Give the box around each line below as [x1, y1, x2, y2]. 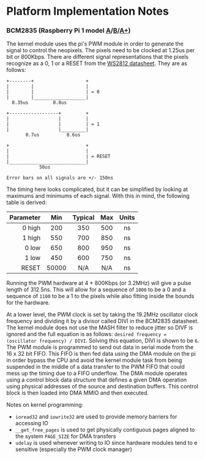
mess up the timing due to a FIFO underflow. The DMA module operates [6, 370, 188, 377]
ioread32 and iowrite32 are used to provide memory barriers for [15, 413, 177, 420]
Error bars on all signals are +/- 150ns [6, 175, 114, 181]
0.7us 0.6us [25, 132, 81, 138]
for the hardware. [6, 299, 50, 307]
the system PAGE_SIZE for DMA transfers [15, 433, 116, 440]
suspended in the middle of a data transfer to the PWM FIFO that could [6, 363, 185, 371]
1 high [22, 233, 41, 242]
